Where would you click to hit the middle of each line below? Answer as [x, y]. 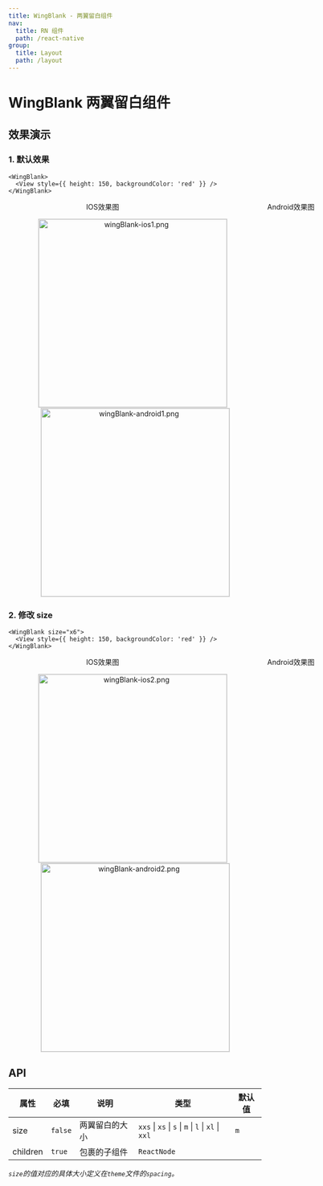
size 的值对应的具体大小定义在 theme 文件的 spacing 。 [94, 1173]
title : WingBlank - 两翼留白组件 [61, 16]
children [28, 1151]
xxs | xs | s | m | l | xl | [178, 1127]
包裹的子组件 [104, 1151]
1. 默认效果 [29, 160]
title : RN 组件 [40, 31]
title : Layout [39, 53]
